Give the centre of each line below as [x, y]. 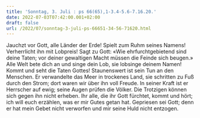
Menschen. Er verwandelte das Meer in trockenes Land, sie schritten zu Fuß [100, 77]
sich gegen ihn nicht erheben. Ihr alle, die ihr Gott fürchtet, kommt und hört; [99, 96]
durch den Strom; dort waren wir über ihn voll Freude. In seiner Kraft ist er [97, 83]
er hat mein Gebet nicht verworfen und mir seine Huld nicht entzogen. [93, 108]
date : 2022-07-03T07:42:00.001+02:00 [53, 17]
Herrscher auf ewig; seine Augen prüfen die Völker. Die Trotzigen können [96, 89]
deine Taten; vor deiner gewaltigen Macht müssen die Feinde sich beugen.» [100, 58]
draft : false [22, 23]
